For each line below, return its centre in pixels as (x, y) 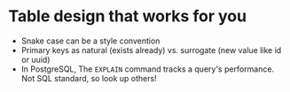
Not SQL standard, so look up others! (89, 78)
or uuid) (35, 59)
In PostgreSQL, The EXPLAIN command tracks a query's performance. (148, 69)
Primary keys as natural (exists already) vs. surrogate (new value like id (151, 50)
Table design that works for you (128, 16)
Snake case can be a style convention (90, 41)
